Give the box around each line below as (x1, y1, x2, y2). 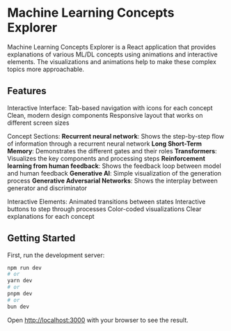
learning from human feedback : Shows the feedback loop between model (7, 162, 221, 170)
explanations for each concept (7, 212, 95, 220)
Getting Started (7, 232, 76, 245)
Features (7, 85, 47, 97)
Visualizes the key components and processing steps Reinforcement (7, 154, 205, 162)
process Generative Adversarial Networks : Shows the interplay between (7, 176, 218, 185)
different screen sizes (7, 118, 70, 127)
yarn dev (7, 277, 33, 284)
